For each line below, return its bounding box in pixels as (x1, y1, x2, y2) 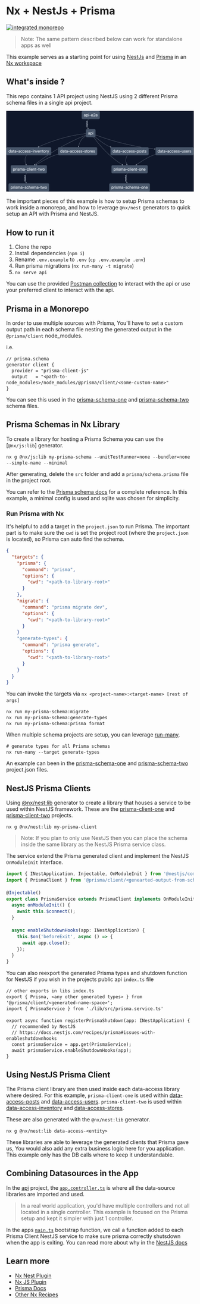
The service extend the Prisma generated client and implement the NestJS (6, 852, 189, 860)
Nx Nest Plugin (14, 1272, 52, 1279)
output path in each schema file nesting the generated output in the (6, 325, 172, 333)
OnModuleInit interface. (6, 858, 64, 866)
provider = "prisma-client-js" (11, 368, 89, 374)
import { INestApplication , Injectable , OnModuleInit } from (6, 871, 161, 877)
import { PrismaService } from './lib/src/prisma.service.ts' (6, 1006, 164, 1012)
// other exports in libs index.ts (6, 988, 95, 994)
